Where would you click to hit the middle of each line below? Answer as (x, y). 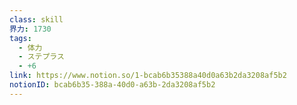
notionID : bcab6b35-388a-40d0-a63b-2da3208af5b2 (112, 85)
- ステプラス (41, 57)
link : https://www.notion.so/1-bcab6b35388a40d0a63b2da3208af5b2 (148, 76)
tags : (20, 38)
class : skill (36, 19)
